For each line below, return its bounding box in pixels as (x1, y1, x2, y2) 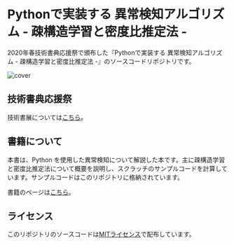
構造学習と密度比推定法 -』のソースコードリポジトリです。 (25, 57, 195, 65)
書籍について (7, 136, 63, 148)
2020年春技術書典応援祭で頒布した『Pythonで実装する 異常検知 (7, 48, 193, 57)
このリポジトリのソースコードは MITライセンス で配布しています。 (7, 230, 195, 239)
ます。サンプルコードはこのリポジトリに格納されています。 (13, 173, 184, 181)
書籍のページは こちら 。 (7, 188, 75, 196)
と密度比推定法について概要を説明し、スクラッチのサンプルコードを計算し (7, 164, 222, 172)
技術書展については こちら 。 (7, 113, 88, 121)
